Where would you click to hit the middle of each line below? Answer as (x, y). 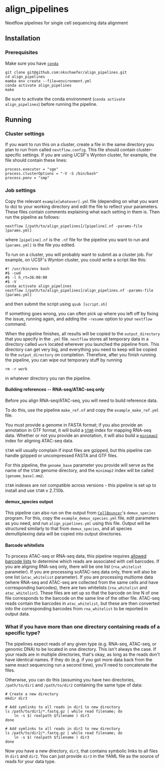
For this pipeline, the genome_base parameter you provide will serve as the (80, 465)
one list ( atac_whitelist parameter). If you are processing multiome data (79, 577)
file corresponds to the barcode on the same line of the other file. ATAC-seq (82, 598)
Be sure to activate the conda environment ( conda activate (65, 99)
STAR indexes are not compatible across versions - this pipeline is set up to (81, 485)
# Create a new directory (32, 694)
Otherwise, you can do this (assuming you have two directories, (70, 679)
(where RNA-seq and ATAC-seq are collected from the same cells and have (82, 582)
